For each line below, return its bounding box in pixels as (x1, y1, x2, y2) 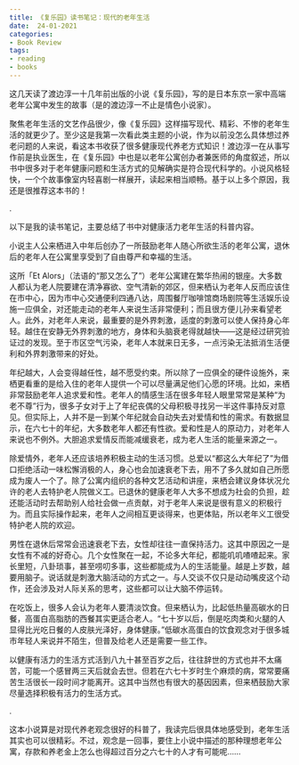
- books (9, 63, 38, 72)
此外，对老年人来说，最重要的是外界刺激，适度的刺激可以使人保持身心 (24, 314, 282, 325)
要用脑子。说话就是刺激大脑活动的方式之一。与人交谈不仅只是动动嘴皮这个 (9, 572, 282, 582)
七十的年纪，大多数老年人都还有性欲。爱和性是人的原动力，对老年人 (39, 422, 290, 433)
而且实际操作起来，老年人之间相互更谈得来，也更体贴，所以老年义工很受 (24, 509, 290, 519)
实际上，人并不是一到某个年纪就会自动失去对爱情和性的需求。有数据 (32, 411, 282, 422)
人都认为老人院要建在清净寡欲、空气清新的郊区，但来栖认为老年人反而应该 (9, 281, 282, 292)
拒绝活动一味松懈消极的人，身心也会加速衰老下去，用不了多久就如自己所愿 (16, 464, 290, 475)
